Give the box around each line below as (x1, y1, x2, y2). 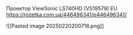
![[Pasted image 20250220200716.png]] (6, 23, 105, 29)
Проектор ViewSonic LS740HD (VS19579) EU (6, 5, 118, 12)
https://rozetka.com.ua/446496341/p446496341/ (6, 11, 127, 18)
